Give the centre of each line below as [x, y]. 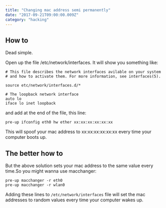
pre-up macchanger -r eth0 [34, 180]
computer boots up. [26, 137]
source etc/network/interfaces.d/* [43, 86]
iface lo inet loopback [31, 103]
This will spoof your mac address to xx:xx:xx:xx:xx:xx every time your [78, 132]
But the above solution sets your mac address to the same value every [79, 165]
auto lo [14, 99]
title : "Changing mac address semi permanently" [58, 10]
